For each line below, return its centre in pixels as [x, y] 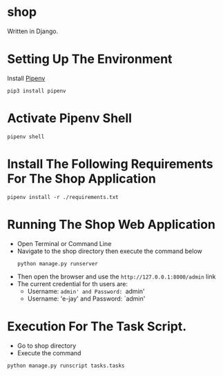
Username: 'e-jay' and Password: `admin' [86, 299]
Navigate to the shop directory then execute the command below [109, 251]
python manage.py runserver [57, 263]
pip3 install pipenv [37, 91]
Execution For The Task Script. [97, 326]
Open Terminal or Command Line [64, 243]
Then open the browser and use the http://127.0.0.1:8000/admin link [116, 276]
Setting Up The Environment [90, 59]
